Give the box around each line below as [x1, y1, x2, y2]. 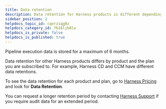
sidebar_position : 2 [5, 16, 48, 21]
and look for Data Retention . [5, 83, 63, 89]
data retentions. [5, 68, 38, 74]
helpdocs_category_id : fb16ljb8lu [5, 26, 77, 31]
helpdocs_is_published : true [5, 35, 65, 40]
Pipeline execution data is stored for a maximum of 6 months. [5, 48, 130, 54]
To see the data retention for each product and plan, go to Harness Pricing [5, 78, 157, 84]
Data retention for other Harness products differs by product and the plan [5, 58, 155, 64]
